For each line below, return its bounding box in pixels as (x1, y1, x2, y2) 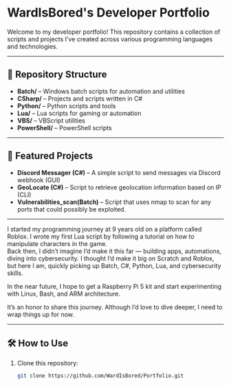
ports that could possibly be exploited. (16, 205, 126, 213)
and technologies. (7, 42, 58, 50)
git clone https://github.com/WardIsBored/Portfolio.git (16, 372, 184, 380)
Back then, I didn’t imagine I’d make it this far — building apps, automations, (7, 247, 222, 255)
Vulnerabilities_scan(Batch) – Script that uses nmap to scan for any (16, 198, 212, 206)
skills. (7, 269, 23, 277)
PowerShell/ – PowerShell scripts (16, 123, 112, 132)
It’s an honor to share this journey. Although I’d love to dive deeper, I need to (7, 303, 223, 311)
